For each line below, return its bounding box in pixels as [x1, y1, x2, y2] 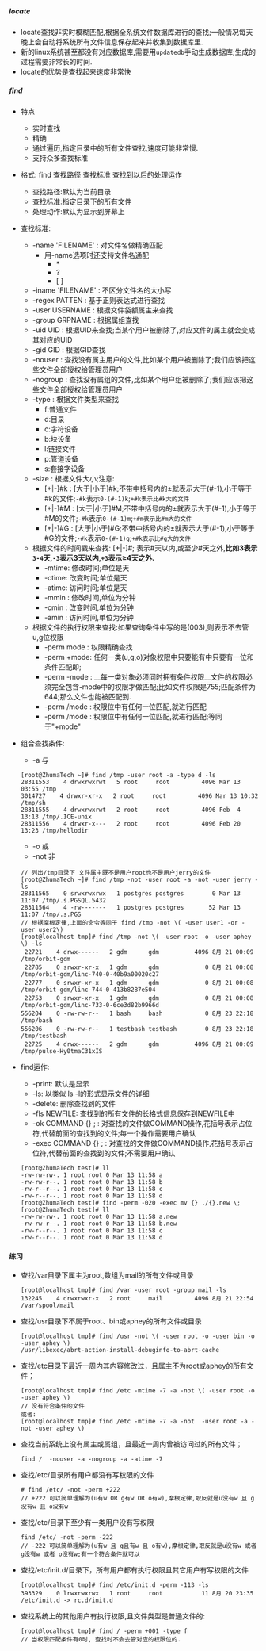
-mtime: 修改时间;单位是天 [44, 563, 130, 573]
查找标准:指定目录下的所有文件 [32, 197, 132, 206]
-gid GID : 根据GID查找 [32, 345, 106, 354]
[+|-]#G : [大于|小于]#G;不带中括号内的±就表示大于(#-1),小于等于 [44, 523, 256, 533]
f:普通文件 [44, 404, 78, 414]
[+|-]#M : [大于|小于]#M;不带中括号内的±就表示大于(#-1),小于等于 [44, 504, 257, 513]
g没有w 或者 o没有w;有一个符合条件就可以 [20, 1550, 141, 1558]
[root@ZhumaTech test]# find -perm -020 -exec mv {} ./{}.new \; [20, 1198, 241, 1207]
